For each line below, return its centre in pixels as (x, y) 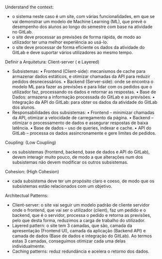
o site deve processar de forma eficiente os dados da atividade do (78, 47)
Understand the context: (29, 7)
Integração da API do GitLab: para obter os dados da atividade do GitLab (85, 102)
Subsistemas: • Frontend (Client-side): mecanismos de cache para (79, 71)
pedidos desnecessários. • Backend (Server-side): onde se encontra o (83, 81)
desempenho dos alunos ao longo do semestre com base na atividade (82, 27)
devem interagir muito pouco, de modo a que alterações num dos (77, 157)
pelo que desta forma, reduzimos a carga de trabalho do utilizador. (79, 220)
